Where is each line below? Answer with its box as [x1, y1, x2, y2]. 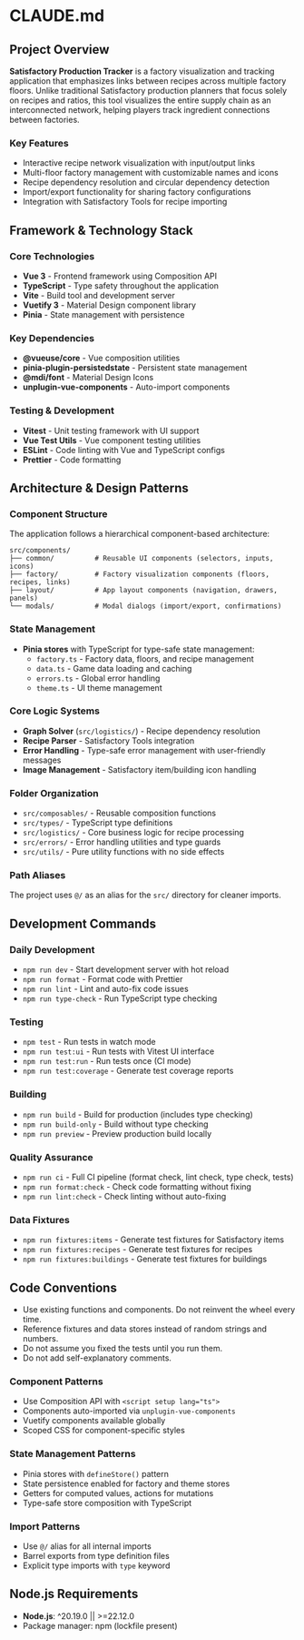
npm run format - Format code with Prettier [22, 974, 183, 985]
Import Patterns [9, 1520, 81, 1533]
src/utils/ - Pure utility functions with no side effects [22, 846, 225, 857]
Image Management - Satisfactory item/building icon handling [22, 764, 257, 774]
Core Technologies [9, 249, 95, 262]
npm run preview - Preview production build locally [22, 1128, 212, 1139]
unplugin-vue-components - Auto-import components [22, 381, 230, 392]
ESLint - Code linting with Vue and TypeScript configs [22, 444, 225, 455]
